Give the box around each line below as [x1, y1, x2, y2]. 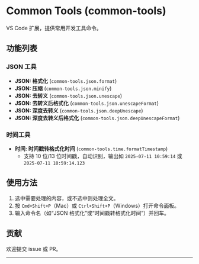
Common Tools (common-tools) [6, 4, 166, 18]
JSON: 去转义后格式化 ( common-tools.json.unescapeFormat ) [14, 99, 159, 107]
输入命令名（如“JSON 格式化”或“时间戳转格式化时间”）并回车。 [14, 209, 170, 217]
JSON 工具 [6, 63, 37, 71]
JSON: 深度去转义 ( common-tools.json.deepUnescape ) [14, 107, 143, 114]
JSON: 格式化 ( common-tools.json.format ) [14, 77, 117, 84]
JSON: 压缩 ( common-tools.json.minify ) [14, 85, 112, 92]
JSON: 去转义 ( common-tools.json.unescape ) [14, 92, 123, 99]
